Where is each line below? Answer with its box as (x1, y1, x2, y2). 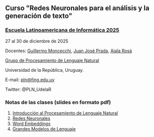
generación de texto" (5, 12, 73, 20)
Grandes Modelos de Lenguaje (12, 126, 76, 132)
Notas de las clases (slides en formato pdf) (5, 99, 111, 106)
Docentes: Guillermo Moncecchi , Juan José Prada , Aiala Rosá (5, 47, 132, 54)
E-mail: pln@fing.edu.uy (5, 77, 55, 83)
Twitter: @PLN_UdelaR (5, 86, 51, 92)
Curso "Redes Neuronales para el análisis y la (5, 4, 150, 12)
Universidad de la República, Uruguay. (5, 67, 84, 73)
